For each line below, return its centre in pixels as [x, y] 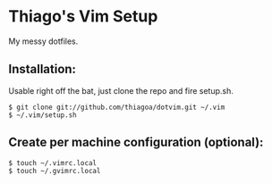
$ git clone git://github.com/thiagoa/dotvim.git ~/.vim [117, 107]
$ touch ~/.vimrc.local [53, 163]
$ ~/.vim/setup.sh [42, 115]
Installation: [42, 69]
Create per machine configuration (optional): [136, 142]
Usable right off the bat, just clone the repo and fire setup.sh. [121, 90]
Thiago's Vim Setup [83, 17]
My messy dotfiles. [43, 41]
